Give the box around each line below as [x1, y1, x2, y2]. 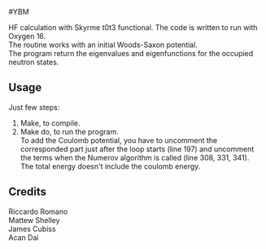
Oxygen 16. [8, 32, 46, 41]
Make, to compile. [20, 118, 81, 128]
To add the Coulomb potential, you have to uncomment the [20, 135, 218, 145]
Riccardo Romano [8, 207, 68, 216]
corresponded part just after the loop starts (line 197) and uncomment [20, 144, 255, 154]
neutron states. [8, 57, 59, 67]
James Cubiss [8, 224, 56, 234]
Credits [8, 185, 47, 199]
